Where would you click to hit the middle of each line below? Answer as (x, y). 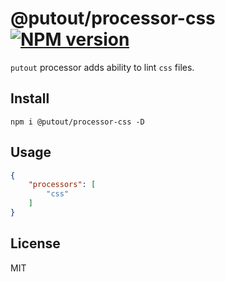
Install (30, 98)
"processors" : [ (62, 185)
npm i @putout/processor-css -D (77, 122)
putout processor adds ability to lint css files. (102, 67)
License (35, 243)
